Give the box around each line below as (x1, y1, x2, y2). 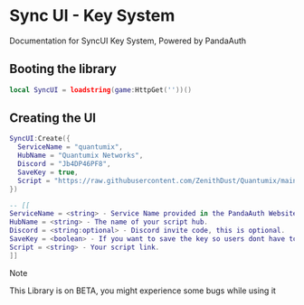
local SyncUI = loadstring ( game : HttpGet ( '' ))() (9, 85, 193, 95)
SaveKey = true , (17, 168, 79, 177)
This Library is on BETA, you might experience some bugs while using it (9, 285, 276, 296)
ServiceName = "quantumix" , (17, 143, 124, 152)
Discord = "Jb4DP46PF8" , (17, 160, 111, 169)
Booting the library (9, 61, 118, 77)
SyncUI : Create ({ (9, 134, 71, 143)
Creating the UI (9, 110, 97, 126)
